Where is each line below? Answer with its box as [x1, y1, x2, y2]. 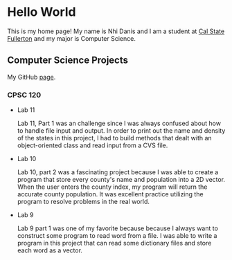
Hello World [7, 4, 76, 20]
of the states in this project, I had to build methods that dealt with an [17, 134, 213, 142]
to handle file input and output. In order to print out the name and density [17, 127, 226, 135]
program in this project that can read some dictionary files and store [17, 239, 212, 248]
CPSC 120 [7, 90, 42, 100]
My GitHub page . [7, 73, 56, 81]
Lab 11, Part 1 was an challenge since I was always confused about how [17, 119, 222, 128]
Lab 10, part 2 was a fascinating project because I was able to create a [17, 168, 219, 176]
